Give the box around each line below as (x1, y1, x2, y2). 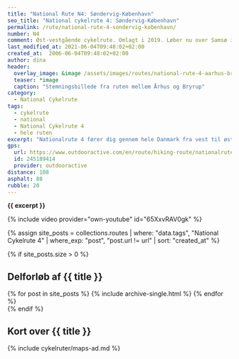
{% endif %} (7, 304, 44, 313)
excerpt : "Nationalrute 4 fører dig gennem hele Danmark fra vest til (7, 136, 221, 143)
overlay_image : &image (14, 70, 81, 77)
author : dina (7, 57, 46, 64)
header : (7, 63, 31, 70)
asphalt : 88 (7, 175, 43, 182)
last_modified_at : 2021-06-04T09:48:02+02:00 (7, 43, 144, 50)
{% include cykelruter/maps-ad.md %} (7, 344, 121, 352)
